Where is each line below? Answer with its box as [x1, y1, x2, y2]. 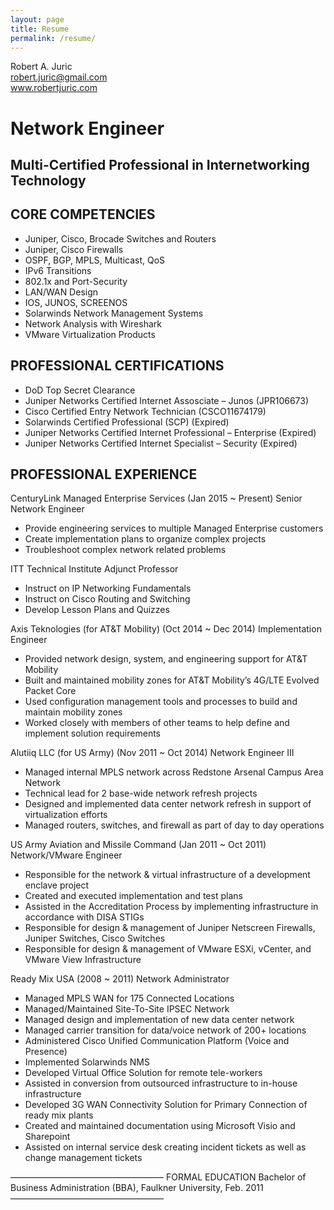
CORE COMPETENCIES [10, 206, 156, 223]
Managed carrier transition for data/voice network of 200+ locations [24, 1024, 307, 1036]
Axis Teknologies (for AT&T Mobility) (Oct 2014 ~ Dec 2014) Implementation [10, 623, 322, 635]
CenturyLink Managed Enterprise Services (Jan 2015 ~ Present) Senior [10, 492, 303, 505]
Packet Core [24, 685, 77, 697]
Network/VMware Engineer [10, 849, 123, 861]
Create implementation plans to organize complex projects [24, 533, 267, 545]
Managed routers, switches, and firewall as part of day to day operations [24, 819, 325, 831]
